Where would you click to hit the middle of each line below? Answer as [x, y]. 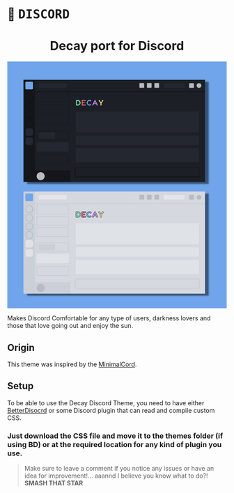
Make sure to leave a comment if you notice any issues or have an [119, 469]
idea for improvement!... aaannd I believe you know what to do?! [116, 476]
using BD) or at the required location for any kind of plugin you [115, 444]
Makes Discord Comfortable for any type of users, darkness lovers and [109, 318]
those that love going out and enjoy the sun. [70, 326]
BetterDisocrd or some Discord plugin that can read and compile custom [111, 410]
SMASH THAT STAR [54, 483]
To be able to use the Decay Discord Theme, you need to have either [106, 402]
